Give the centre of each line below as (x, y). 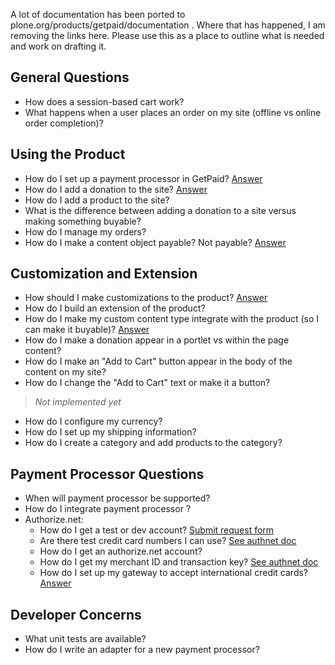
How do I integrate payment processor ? (108, 509)
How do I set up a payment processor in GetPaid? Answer (143, 178)
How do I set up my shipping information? (110, 432)
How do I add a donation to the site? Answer (116, 189)
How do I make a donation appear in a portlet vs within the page (157, 340)
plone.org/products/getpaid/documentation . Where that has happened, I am (168, 25)
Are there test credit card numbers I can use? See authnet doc (168, 541)
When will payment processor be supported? (117, 498)
